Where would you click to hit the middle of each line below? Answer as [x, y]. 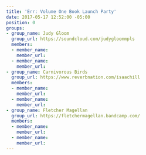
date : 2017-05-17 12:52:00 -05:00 [48, 17]
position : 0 [21, 22]
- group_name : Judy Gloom [38, 34]
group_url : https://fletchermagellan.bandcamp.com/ [76, 116]
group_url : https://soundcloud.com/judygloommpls [73, 39]
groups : [16, 28]
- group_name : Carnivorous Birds [47, 72]
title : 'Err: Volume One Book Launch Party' [61, 11]
